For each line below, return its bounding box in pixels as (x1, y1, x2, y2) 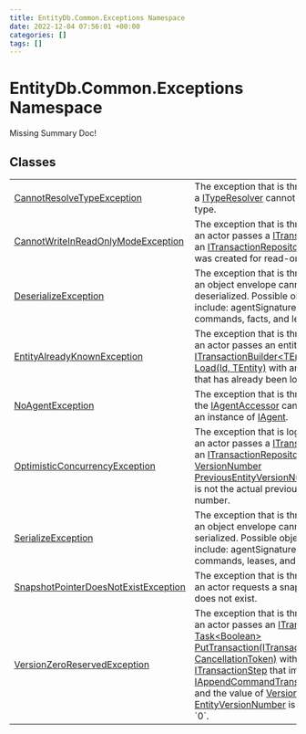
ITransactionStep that (194, 664, 287, 676)
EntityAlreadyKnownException (14, 351, 144, 362)
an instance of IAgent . (194, 411, 289, 423)
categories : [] (9, 30, 67, 39)
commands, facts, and (194, 312, 290, 325)
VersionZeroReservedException (14, 658, 150, 671)
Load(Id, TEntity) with (194, 362, 287, 374)
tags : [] (9, 38, 43, 48)
